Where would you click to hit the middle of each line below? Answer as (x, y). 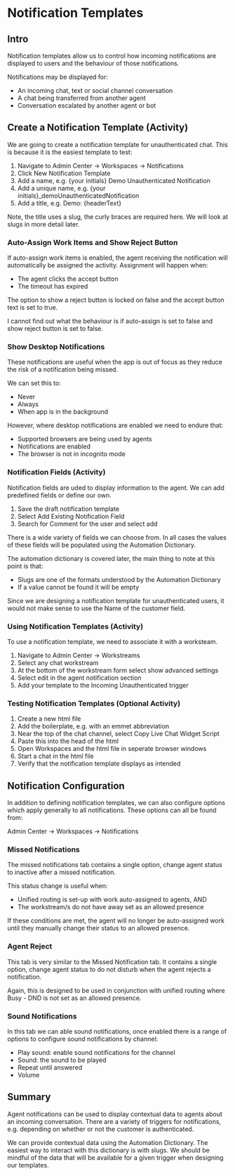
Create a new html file (49, 719)
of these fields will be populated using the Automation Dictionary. (102, 545)
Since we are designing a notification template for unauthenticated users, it (116, 600)
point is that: (25, 566)
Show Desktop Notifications (56, 347)
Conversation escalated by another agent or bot (87, 106)
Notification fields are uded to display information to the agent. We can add (116, 488)
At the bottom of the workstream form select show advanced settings (118, 670)
